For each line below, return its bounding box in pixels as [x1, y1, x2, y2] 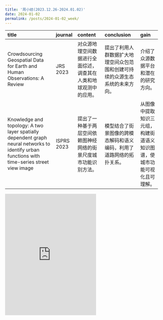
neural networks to [7, 140, 50, 147]
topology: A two [7, 122, 44, 129]
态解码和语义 [104, 137, 134, 144]
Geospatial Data [7, 57, 44, 64]
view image [7, 165, 34, 171]
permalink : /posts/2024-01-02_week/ [5, 16, 79, 21]
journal [55, 32, 73, 38]
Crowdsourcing [7, 51, 43, 57]
